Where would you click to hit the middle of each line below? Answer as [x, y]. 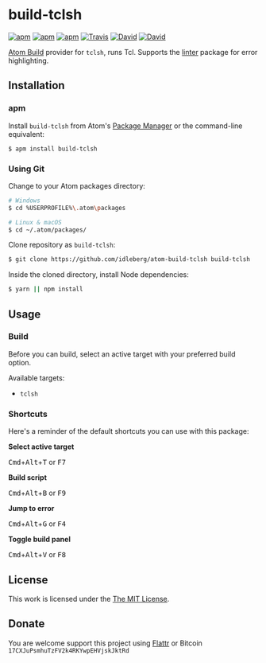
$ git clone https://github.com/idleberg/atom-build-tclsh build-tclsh [129, 259]
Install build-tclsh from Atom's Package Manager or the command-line [125, 126]
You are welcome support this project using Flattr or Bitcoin [105, 643]
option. [20, 362]
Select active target [41, 447]
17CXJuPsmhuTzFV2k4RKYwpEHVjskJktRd [69, 650]
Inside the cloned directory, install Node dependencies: [98, 275]
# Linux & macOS [35, 222]
